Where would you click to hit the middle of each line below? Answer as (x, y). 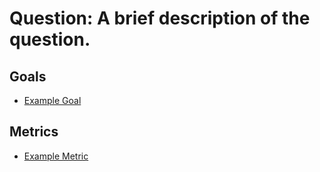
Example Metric (56, 156)
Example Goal (52, 100)
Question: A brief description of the (160, 18)
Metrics (34, 132)
